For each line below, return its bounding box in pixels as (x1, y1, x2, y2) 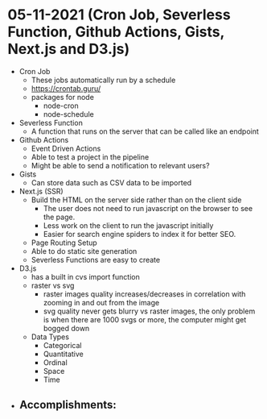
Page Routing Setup (31, 238, 97, 247)
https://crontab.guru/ (31, 83, 101, 93)
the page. (43, 212, 76, 222)
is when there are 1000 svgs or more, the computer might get (43, 314, 247, 324)
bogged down (43, 323, 90, 333)
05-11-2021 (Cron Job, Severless (7, 6, 231, 24)
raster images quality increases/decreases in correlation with (43, 288, 246, 299)
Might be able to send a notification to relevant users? (31, 160, 210, 170)
